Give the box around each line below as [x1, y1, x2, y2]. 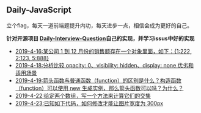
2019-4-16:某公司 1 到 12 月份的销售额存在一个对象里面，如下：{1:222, [15, 47, 192, 55]
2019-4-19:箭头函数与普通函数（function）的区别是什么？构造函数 [15, 77, 182, 84]
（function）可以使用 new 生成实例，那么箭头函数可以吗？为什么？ [15, 84, 184, 92]
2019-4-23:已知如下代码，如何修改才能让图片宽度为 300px [15, 100, 164, 107]
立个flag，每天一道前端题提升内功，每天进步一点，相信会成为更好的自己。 [6, 21, 193, 29]
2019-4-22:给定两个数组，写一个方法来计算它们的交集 [15, 92, 152, 99]
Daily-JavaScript [6, 5, 71, 15]
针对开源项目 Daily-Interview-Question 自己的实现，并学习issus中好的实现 [6, 35, 195, 42]
